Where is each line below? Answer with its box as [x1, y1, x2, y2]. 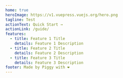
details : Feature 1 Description [14, 41, 84, 46]
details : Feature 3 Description [14, 60, 84, 65]
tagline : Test [5, 17, 36, 22]
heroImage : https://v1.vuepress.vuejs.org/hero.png [5, 12, 118, 17]
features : [5, 31, 27, 36]
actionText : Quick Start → [5, 22, 63, 27]
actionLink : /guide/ [5, 27, 50, 32]
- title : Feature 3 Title [10, 55, 66, 61]
